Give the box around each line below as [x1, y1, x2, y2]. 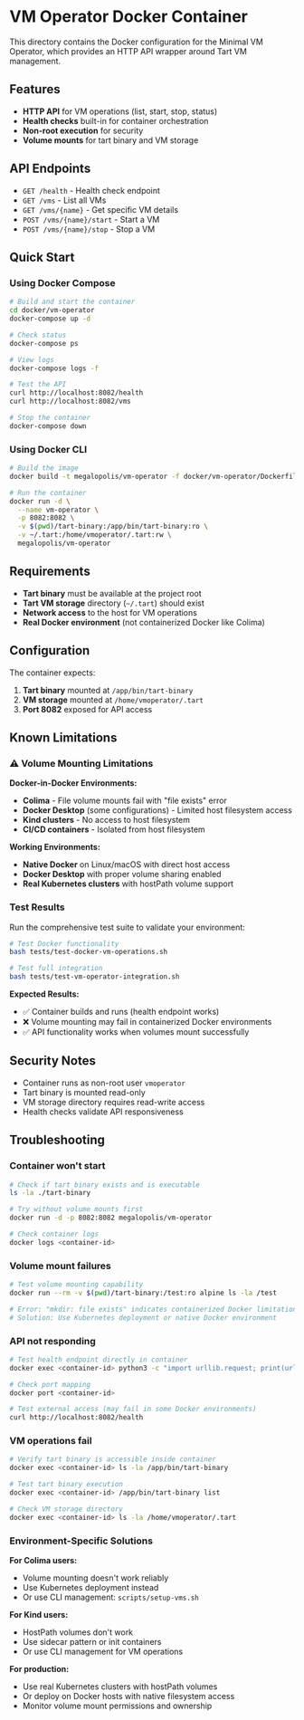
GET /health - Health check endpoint [22, 185, 161, 196]
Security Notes [9, 1053, 97, 1069]
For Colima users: [9, 1554, 78, 1565]
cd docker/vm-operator [9, 306, 95, 315]
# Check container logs [9, 1229, 100, 1239]
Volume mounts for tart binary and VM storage [22, 134, 199, 146]
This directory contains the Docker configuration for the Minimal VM [9, 36, 264, 47]
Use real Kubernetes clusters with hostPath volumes [22, 1681, 218, 1692]
